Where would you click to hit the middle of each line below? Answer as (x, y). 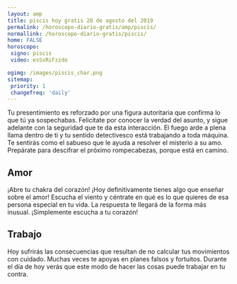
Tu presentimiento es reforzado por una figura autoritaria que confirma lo (114, 113)
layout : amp (25, 14)
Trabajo (25, 234)
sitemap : (20, 79)
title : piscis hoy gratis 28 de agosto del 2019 (80, 21)
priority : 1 (28, 86)
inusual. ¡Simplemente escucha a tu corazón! (73, 212)
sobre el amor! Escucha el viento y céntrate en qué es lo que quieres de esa (118, 197)
